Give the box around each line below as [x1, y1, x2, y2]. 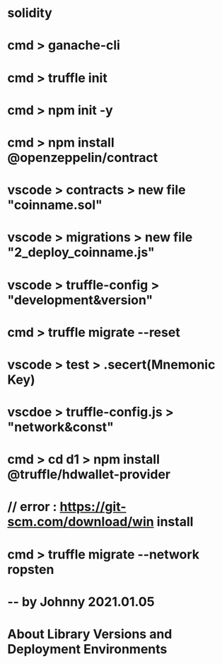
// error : [7, 499, 57, 515]
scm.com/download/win [7, 514, 154, 530]
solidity [7, 5, 52, 21]
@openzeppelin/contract [7, 149, 158, 166]
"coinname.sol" [7, 197, 103, 213]
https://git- [59, 499, 127, 515]
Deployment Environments [7, 641, 168, 657]
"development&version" [7, 292, 153, 308]
